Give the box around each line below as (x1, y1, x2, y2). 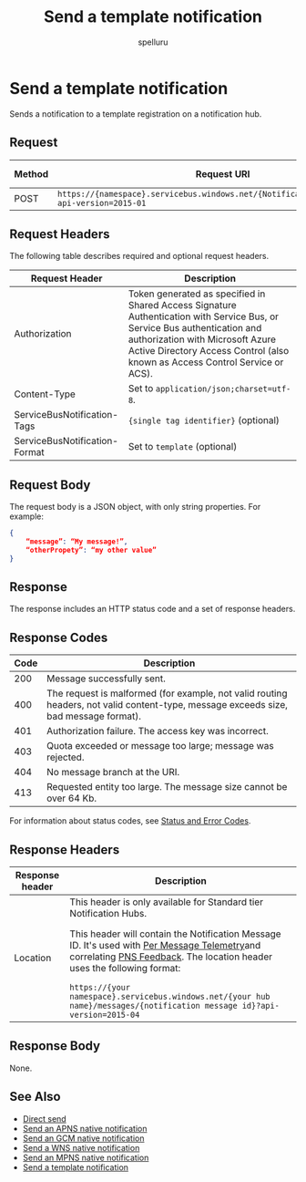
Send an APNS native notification (22, 1123, 148, 1134)
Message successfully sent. (46, 672, 167, 685)
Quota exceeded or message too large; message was (46, 740, 275, 752)
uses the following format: (69, 962, 181, 975)
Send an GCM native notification (22, 1133, 145, 1144)
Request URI (195, 167, 250, 180)
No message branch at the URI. (46, 766, 180, 779)
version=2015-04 (69, 1010, 140, 1021)
